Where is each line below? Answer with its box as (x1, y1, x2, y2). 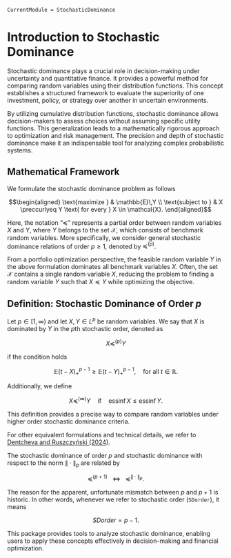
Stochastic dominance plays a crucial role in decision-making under (7, 66, 200, 75)
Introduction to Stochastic (7, 30, 160, 45)
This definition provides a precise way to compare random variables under (7, 410, 219, 418)
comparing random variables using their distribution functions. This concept (7, 81, 223, 90)
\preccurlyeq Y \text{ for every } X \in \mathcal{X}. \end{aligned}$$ (20, 205, 212, 213)
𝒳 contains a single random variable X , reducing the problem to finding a (7, 270, 214, 279)
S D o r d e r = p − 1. (92, 516, 139, 524)
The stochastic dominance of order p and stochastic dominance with (7, 451, 203, 459)
